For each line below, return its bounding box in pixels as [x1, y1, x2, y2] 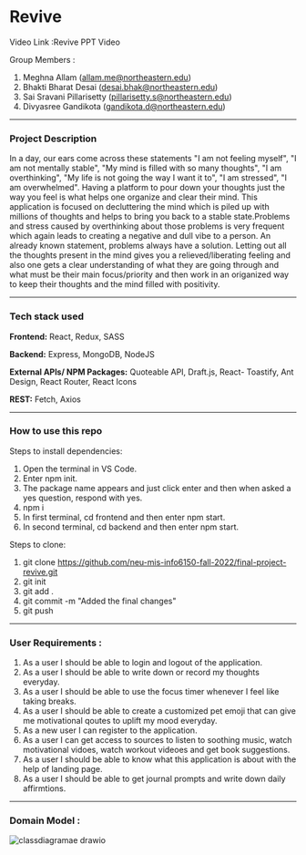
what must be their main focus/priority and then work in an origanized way [9, 269, 290, 280]
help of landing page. [22, 764, 103, 775]
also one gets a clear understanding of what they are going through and [9, 260, 280, 271]
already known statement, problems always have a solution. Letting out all [9, 240, 287, 252]
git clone [22, 556, 56, 567]
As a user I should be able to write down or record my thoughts [22, 667, 260, 678]
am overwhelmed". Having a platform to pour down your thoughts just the [9, 182, 285, 193]
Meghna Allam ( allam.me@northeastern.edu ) [22, 71, 191, 83]
